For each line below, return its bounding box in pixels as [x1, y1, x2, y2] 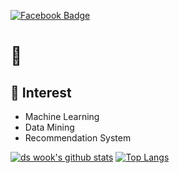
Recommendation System [24, 132, 132, 144]
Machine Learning [24, 111, 100, 122]
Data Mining [24, 121, 75, 133]
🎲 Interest [10, 84, 72, 101]
